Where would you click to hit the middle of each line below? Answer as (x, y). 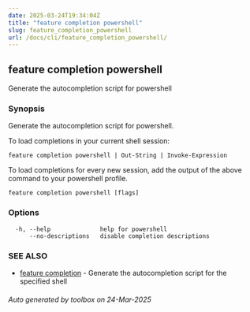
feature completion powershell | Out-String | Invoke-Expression (118, 156)
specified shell (43, 281)
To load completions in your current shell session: (89, 141)
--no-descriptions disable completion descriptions (119, 236)
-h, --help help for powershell (91, 229)
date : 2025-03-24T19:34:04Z (54, 15)
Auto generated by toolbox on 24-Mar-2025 (80, 299)
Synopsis (26, 109)
